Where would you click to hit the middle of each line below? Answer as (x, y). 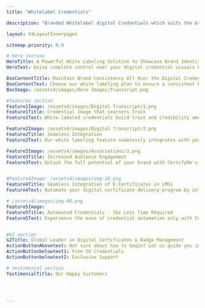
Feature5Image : (26, 207)
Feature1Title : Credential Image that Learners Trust (76, 112)
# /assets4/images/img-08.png (45, 201)
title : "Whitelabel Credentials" (49, 12)
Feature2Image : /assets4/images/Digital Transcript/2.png (81, 129)
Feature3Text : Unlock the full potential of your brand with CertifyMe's (102, 162)
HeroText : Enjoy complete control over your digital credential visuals (101, 68)
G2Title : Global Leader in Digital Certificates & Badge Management (95, 240)
